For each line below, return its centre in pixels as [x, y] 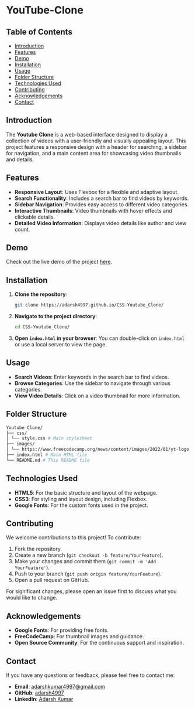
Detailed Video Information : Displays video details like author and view [100, 223]
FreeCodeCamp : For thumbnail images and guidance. [79, 636]
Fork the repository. [38, 549]
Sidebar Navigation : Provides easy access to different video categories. [102, 204]
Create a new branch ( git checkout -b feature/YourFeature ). [89, 555]
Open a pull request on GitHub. [52, 580]
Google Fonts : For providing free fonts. [62, 630]
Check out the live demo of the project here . [59, 262]
